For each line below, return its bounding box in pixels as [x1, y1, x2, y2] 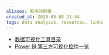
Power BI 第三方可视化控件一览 [14, 43, 90, 50]
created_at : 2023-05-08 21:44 [6, 14, 80, 20]
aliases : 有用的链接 [6, 8, 52, 14]
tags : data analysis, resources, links [6, 19, 104, 25]
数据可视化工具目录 [14, 36, 62, 43]
